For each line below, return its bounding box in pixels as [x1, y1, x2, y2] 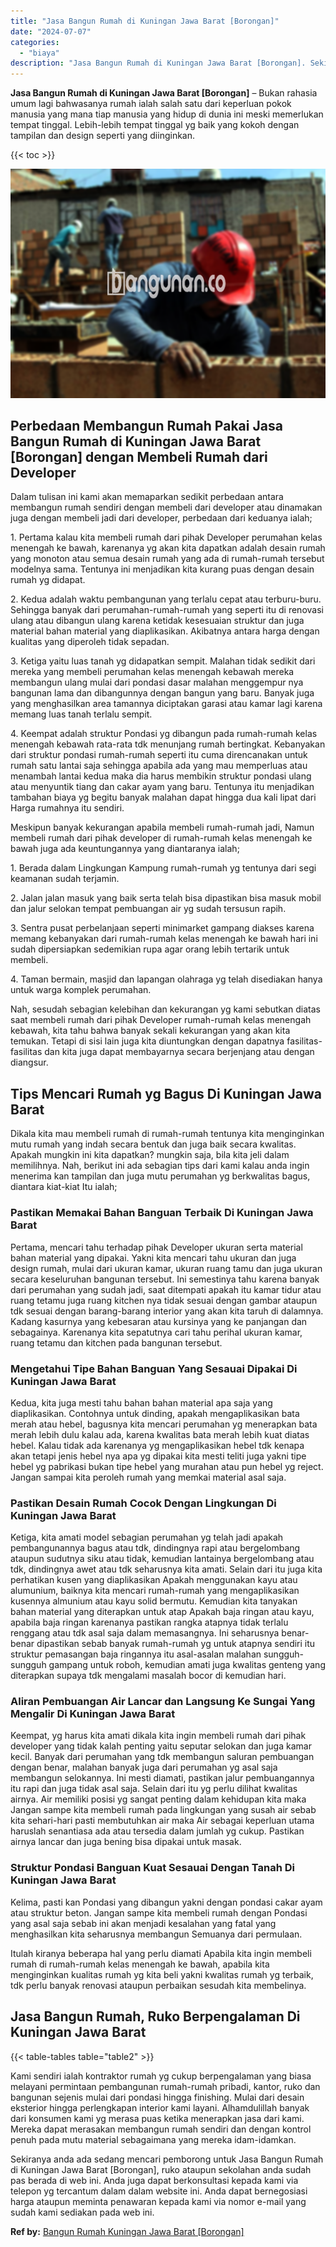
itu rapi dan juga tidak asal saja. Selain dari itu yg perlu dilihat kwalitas [10, 1783, 298, 1795]
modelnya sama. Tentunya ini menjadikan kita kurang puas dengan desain [10, 563, 315, 575]
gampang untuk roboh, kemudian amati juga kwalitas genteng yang [48, 1659, 326, 1671]
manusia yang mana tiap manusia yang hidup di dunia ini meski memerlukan [10, 108, 324, 120]
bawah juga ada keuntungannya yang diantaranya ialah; [10, 843, 240, 855]
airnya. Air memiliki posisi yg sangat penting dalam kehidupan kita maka [10, 1793, 307, 1805]
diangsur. [10, 1056, 49, 1069]
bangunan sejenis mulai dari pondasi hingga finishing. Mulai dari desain [10, 2091, 305, 2103]
